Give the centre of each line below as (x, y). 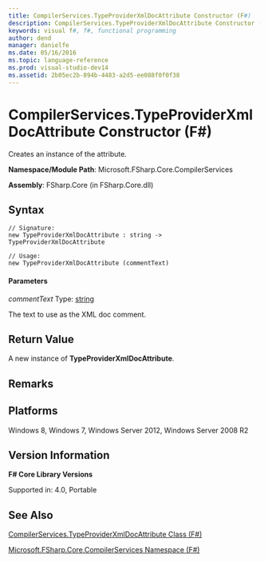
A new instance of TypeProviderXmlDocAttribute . (91, 359)
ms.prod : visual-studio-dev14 (59, 68)
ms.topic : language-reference (59, 61)
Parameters (28, 281)
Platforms (33, 411)
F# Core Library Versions (51, 474)
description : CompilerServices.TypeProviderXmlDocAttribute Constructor (132, 23)
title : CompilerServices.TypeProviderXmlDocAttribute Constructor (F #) (130, 16)
